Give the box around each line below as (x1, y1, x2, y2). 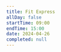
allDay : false (6, 14, 42, 20)
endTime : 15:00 (6, 25, 45, 32)
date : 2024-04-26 (6, 31, 50, 37)
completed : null (6, 36, 47, 42)
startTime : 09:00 (6, 20, 50, 26)
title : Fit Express (6, 8, 56, 15)
